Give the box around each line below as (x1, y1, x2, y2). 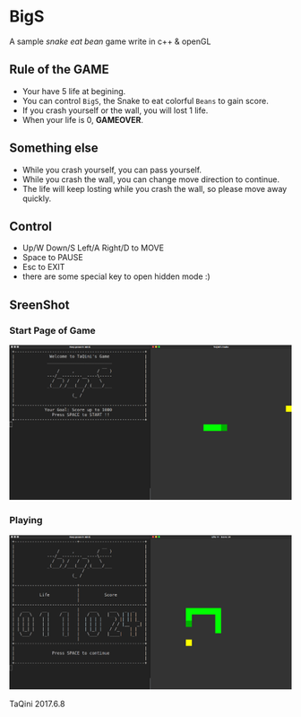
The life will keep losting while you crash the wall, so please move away (21, 183, 288, 194)
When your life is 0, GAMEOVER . (21, 114, 144, 125)
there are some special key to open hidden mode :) (21, 271, 211, 282)
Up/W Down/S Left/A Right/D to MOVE (21, 242, 164, 253)
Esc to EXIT (21, 262, 65, 273)
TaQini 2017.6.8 (9, 698, 65, 710)
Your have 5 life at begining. (21, 85, 126, 96)
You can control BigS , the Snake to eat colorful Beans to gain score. (21, 95, 269, 106)
